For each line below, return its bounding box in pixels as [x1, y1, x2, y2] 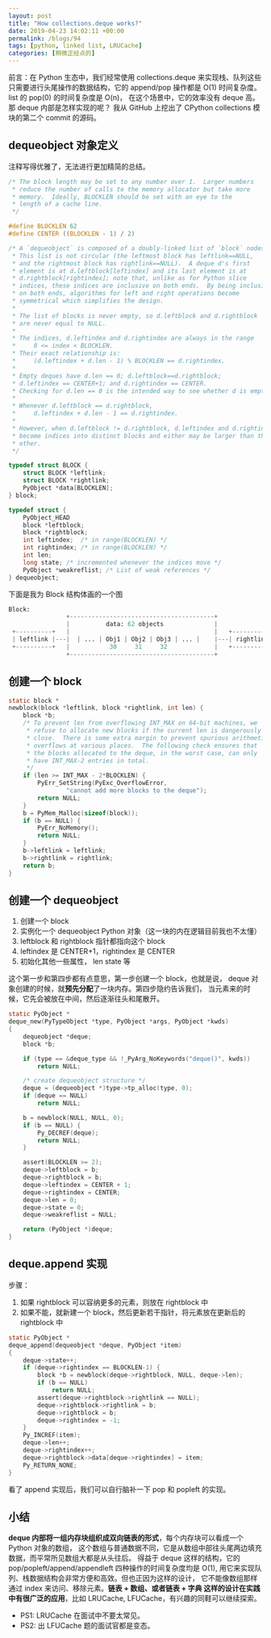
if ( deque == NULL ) [23, 1092, 89, 1100]
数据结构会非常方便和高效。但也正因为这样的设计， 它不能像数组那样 [29, 1573, 258, 1583]
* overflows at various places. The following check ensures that [26, 742, 258, 750]
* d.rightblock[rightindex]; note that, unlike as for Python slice [11, 274, 248, 282]
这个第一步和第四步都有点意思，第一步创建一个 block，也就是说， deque [8, 974, 250, 984]
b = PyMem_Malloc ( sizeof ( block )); [23, 809, 139, 817]
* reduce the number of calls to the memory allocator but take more [11, 185, 251, 194]
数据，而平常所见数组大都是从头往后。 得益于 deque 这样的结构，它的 [8, 1553, 240, 1563]
